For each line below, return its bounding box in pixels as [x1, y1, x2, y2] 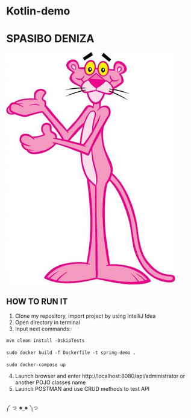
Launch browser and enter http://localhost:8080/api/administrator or [14, 372, 186, 379]
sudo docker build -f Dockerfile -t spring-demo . [6, 349, 136, 356]
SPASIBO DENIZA [6, 32, 95, 46]
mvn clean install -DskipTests [6, 337, 85, 344]
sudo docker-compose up [6, 361, 66, 368]
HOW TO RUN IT [6, 296, 68, 306]
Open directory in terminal [14, 318, 80, 326]
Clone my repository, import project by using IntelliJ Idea [14, 312, 156, 320]
